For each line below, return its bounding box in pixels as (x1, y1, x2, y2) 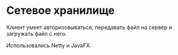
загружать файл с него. (6, 30, 67, 37)
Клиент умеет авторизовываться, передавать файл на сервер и (6, 24, 173, 31)
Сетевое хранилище (6, 4, 115, 18)
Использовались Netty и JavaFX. (6, 42, 92, 49)
